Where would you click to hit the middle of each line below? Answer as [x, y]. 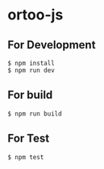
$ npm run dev [31, 70]
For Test [29, 139]
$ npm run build [35, 114]
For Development [52, 45]
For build [30, 95]
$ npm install [31, 63]
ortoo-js [35, 15]
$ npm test [26, 157]
